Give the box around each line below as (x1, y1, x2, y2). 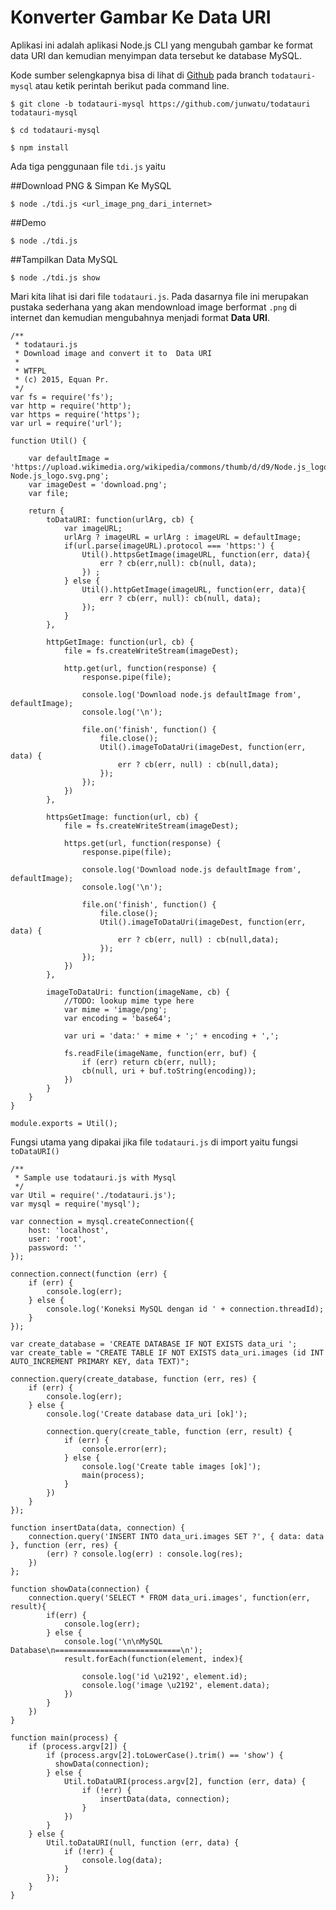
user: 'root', (28, 1234, 87, 1244)
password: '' (28, 1242, 83, 1253)
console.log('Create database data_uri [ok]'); (46, 1409, 248, 1419)
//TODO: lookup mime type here (63, 996, 195, 1006)
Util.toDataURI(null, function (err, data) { (46, 1837, 240, 1848)
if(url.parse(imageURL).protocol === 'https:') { (63, 541, 275, 551)
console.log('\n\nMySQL (63, 1636, 163, 1646)
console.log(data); (81, 1855, 163, 1865)
